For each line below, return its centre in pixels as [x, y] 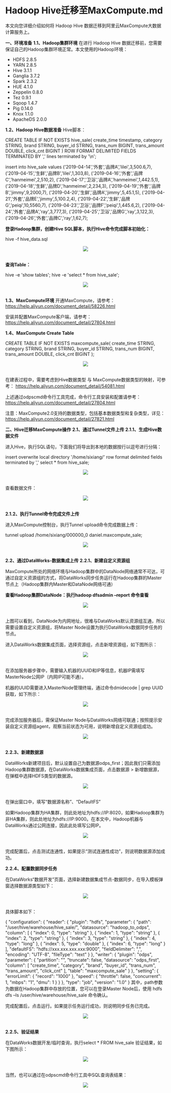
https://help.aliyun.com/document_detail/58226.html [60, 306]
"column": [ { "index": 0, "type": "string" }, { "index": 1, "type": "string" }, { [83, 932]
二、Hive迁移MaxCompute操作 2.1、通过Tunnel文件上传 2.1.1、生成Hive [81, 429]
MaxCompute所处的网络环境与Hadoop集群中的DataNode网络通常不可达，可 [85, 571]
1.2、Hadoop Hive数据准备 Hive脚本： [46, 130]
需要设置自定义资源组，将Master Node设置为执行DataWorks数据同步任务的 [84, 627]
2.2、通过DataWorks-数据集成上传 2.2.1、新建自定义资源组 [68, 560]
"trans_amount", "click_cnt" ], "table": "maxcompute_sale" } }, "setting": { [82, 971]
